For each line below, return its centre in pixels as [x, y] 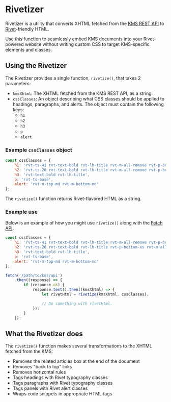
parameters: [18, 83]
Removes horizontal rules [39, 372]
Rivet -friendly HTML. [27, 29]
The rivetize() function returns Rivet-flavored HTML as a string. [73, 199]
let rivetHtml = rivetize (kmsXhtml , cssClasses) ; [95, 294]
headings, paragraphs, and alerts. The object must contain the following [88, 104]
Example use [22, 212]
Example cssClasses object [39, 150]
